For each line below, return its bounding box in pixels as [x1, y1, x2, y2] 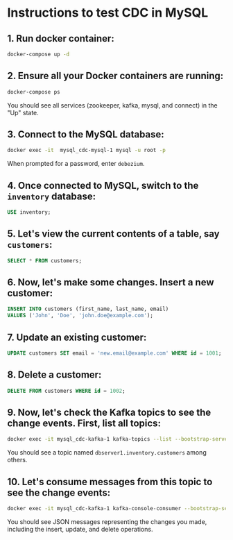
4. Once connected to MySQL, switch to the [7, 179, 199, 192]
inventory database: [7, 190, 96, 202]
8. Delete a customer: [7, 369, 102, 381]
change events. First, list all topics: [7, 417, 162, 429]
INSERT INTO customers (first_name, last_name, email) [7, 305, 169, 313]
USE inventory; [7, 209, 51, 216]
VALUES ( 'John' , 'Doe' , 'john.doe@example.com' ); [7, 312, 154, 319]
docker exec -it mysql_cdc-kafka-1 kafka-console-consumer [7, 505, 182, 512]
